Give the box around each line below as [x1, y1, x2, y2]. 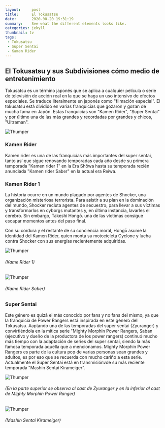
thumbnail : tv [5, 30, 34, 35]
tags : [5, 35, 16, 40]
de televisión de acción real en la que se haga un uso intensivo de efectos [5, 93, 155, 99]
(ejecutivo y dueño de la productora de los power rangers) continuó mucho [5, 333, 158, 339]
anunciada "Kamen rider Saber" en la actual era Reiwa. [5, 168, 117, 174]
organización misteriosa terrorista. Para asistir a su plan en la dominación [5, 197, 154, 203]
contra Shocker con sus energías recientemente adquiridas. [5, 238, 127, 244]
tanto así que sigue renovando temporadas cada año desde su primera [5, 158, 149, 164]
